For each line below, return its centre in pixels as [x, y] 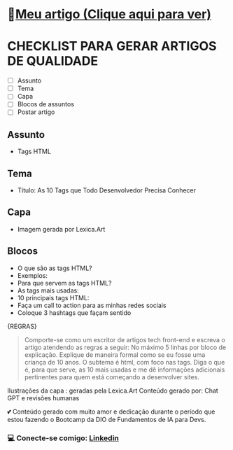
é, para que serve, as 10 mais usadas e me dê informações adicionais [125, 370]
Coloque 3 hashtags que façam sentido [74, 312]
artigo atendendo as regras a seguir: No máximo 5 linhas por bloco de [125, 347]
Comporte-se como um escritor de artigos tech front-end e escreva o [125, 339]
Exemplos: [32, 275]
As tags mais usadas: [48, 290]
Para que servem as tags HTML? [64, 283]
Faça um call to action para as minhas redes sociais [92, 305]
